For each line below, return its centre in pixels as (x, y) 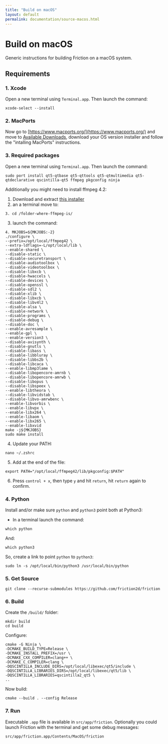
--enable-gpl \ (21, 333)
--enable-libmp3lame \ (29, 368)
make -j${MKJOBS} (23, 430)
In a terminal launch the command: (48, 519)
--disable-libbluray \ (29, 355)
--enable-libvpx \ (24, 408)
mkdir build (18, 622)
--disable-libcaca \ (27, 364)
